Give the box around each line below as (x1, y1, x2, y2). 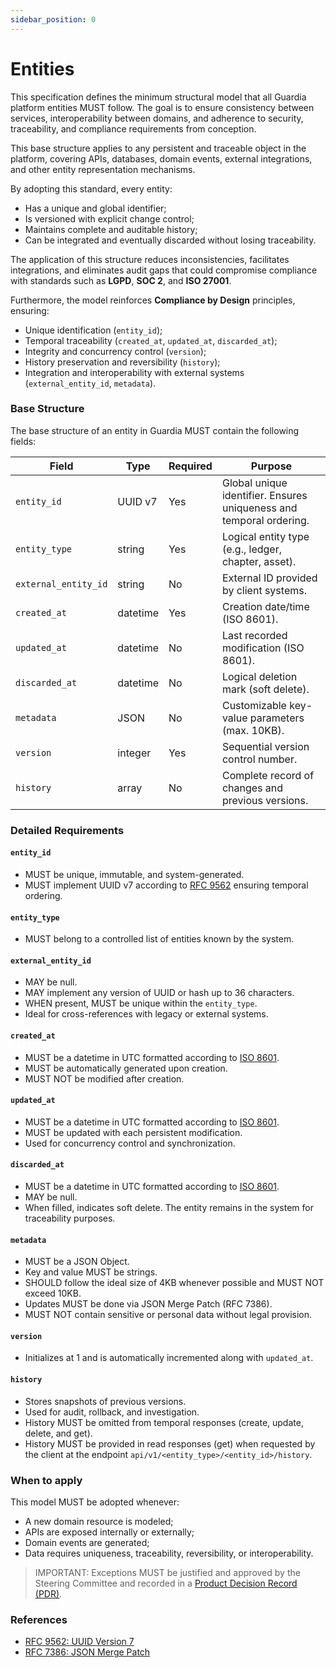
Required (168, 459, 213, 473)
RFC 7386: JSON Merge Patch (24, 1646, 151, 1658)
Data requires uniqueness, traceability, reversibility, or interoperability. (24, 1547, 314, 1559)
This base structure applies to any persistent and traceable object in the (10, 142, 307, 154)
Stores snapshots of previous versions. (24, 1395, 187, 1407)
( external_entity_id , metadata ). (24, 377, 157, 389)
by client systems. (221, 583, 307, 597)
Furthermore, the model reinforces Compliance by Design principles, (10, 294, 296, 306)
